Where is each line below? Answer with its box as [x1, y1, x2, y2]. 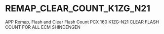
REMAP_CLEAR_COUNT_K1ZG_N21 [5, 3, 151, 14]
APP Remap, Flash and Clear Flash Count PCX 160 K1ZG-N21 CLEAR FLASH [5, 19, 159, 25]
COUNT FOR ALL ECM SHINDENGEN [5, 24, 81, 30]
